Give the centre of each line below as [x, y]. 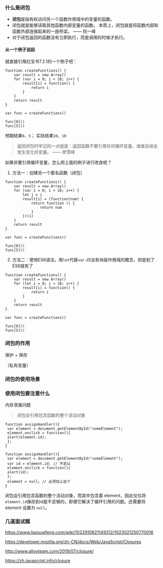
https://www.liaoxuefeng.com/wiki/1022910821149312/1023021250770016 [79, 532]
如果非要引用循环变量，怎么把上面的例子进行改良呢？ [58, 162]
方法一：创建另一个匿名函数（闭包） [48, 173]
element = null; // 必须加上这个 [39, 482]
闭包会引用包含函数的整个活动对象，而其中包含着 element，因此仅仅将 [75, 495]
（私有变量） [18, 365]
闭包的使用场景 [23, 379]
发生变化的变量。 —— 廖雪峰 [46, 152]
